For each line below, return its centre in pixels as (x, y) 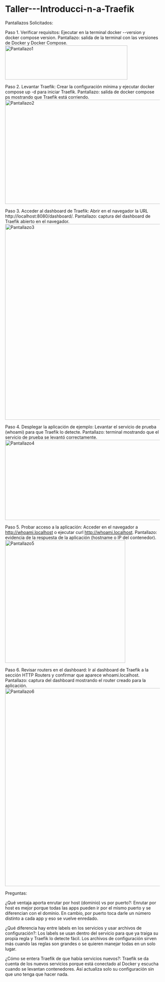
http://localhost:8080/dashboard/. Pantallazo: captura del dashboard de (78, 216)
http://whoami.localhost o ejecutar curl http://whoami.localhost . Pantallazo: (81, 532)
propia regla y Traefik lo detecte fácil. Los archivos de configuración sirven (81, 938)
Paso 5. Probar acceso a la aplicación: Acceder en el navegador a (72, 527)
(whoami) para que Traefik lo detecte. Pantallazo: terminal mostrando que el (82, 432)
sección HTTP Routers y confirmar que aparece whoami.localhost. (72, 675)
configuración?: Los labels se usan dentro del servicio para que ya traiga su (82, 933)
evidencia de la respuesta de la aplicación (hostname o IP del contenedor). (81, 537)
